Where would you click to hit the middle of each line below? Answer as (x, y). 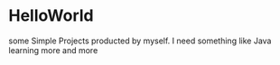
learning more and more (53, 50)
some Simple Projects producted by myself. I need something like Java (140, 41)
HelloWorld (51, 16)
